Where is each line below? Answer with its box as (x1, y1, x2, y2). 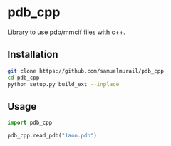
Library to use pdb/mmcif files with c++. (7, 28, 126, 36)
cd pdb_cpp (7, 74, 40, 81)
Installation (7, 48, 58, 61)
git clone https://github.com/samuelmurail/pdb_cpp (7, 67, 164, 75)
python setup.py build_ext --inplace (7, 80, 120, 88)
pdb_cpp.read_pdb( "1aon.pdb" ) (7, 132, 98, 140)
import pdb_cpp (7, 119, 53, 127)
